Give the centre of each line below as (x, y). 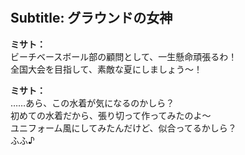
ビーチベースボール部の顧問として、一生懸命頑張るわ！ (124, 56)
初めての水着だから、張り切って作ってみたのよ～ (111, 115)
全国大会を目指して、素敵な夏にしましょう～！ (106, 69)
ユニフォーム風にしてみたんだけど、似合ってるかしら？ (123, 128)
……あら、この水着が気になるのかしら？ (92, 103)
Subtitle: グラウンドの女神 (91, 18)
